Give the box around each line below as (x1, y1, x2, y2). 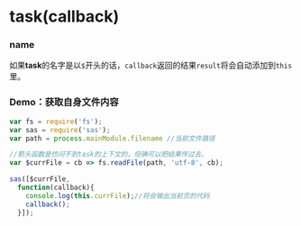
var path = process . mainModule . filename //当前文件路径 (9, 133, 215, 143)
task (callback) (9, 6, 120, 27)
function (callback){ (17, 183, 95, 193)
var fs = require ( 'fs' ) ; (9, 117, 103, 126)
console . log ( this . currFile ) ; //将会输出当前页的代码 (25, 191, 210, 200)
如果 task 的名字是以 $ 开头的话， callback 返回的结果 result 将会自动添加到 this (9, 60, 293, 71)
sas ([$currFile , (9, 175, 70, 184)
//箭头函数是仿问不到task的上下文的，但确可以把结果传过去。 (9, 150, 209, 159)
